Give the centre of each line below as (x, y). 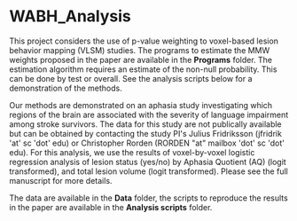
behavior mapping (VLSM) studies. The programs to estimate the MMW (140, 50)
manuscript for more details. (61, 180)
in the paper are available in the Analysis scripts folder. (111, 207)
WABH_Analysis (70, 16)
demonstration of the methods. (66, 88)
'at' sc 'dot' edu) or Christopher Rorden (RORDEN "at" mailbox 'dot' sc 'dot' (147, 143)
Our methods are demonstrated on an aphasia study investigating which (141, 105)
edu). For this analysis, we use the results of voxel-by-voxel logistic (132, 152)
